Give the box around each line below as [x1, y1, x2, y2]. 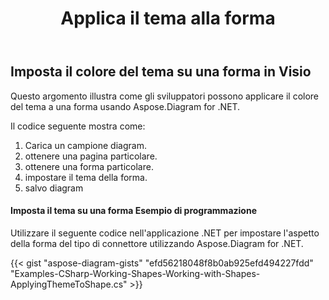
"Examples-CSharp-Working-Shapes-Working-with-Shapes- [10, 267, 261, 279]
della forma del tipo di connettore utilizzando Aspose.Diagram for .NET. [10, 237, 304, 249]
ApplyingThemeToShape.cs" [10, 278, 128, 290]
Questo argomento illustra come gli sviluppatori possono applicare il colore [10, 90, 320, 102]
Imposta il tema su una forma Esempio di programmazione [10, 205, 257, 217]
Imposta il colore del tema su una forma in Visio [10, 63, 312, 81]
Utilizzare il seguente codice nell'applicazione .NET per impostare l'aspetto [10, 227, 320, 239]
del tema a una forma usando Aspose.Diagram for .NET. [10, 100, 241, 112]
